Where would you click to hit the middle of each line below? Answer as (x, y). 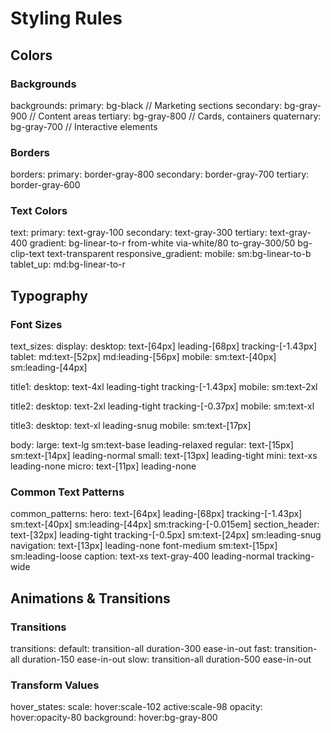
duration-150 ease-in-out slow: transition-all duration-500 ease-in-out (166, 659)
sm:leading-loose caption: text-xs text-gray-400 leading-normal (142, 556)
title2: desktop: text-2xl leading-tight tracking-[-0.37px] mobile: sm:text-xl (162, 406)
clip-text (27, 254)
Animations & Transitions (90, 598)
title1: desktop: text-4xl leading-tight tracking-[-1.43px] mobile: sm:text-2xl (164, 387)
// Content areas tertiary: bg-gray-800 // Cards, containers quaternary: (175, 116)
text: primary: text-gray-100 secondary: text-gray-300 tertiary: (139, 233)
